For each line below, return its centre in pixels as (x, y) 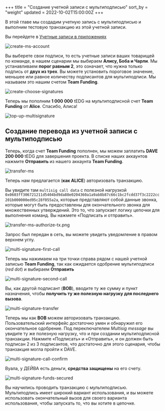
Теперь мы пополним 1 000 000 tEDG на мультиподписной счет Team (79, 101)
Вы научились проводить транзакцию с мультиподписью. (66, 387)
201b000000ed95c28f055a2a (32, 200)
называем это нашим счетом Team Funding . (52, 82)
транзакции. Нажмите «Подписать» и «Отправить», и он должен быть (79, 339)
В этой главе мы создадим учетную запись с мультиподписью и (73, 22)
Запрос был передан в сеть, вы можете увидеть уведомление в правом (81, 234)
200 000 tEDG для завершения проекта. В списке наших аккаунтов (76, 156)
